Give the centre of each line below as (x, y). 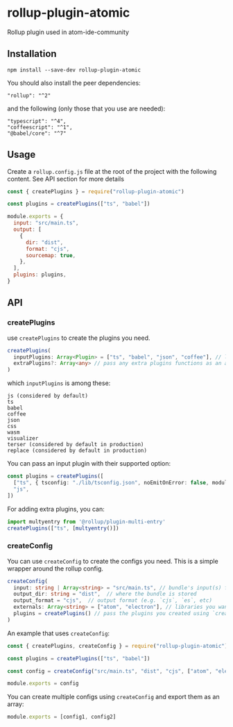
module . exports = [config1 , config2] (62, 717)
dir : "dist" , (44, 242)
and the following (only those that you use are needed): (86, 108)
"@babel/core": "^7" (37, 133)
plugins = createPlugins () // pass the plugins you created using (111, 614)
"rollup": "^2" (29, 95)
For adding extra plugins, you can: (56, 509)
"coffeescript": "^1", (40, 127)
